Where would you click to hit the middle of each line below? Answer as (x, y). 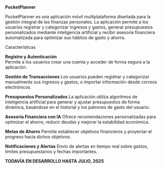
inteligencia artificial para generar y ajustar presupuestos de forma (72, 102)
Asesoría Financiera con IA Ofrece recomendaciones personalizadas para (81, 117)
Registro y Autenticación (31, 57)
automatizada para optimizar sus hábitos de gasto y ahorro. (65, 37)
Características (20, 47)
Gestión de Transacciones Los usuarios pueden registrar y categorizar (77, 77)
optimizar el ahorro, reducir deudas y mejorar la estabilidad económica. (77, 122)
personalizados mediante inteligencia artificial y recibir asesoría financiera (80, 32)
